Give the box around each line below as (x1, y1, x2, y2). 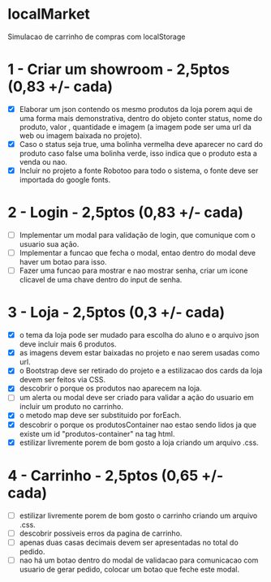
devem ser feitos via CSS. (19, 375, 106, 385)
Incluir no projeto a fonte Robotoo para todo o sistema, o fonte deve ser (19, 166, 259, 175)
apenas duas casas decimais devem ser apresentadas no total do (19, 537, 239, 547)
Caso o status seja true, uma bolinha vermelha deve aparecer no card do (19, 139, 263, 149)
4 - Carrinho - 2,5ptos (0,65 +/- (7, 466, 224, 485)
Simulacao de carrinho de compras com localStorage (7, 32, 186, 41)
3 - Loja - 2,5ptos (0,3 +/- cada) (7, 304, 226, 321)
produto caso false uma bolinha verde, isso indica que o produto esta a (19, 149, 257, 158)
